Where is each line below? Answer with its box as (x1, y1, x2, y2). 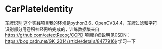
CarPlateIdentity (5, 3, 73, 15)
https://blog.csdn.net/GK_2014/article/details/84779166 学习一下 (5, 38, 136, 44)
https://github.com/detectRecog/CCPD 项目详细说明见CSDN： (5, 32, 131, 38)
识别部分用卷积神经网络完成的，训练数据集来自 (5, 26, 99, 32)
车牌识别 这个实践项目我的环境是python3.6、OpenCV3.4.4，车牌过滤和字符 (5, 20, 158, 26)
